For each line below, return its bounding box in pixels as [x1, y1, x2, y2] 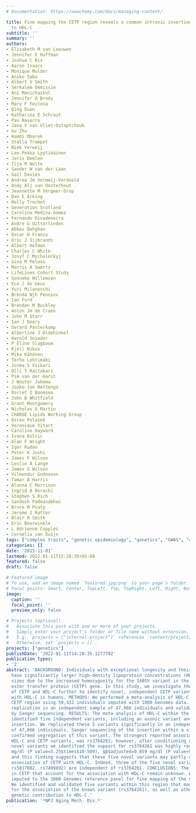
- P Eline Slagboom [6, 341, 54, 346]
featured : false [6, 559, 45, 564]
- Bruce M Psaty [6, 504, 45, 510]
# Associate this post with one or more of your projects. [6, 624, 158, 630]
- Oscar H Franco [6, 232, 48, 237]
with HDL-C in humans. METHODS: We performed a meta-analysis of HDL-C [11, 694, 190, 700]
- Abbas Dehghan [6, 226, 45, 232]
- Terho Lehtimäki [6, 357, 51, 363]
